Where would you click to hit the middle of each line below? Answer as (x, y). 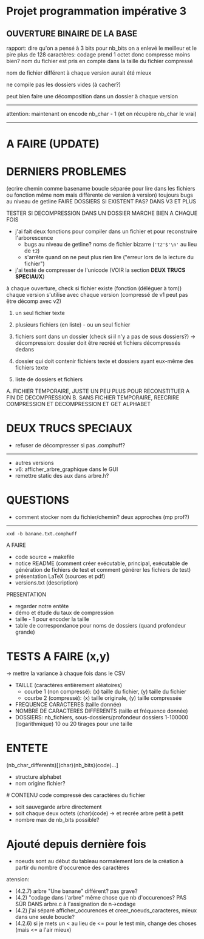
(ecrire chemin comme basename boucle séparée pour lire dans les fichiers (101, 189)
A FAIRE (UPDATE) (53, 144)
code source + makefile (45, 557)
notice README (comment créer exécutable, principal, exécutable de (101, 563)
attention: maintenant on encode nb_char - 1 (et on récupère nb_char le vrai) (102, 114)
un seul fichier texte (40, 313)
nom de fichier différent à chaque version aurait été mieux (79, 73)
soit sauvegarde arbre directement (58, 807)
